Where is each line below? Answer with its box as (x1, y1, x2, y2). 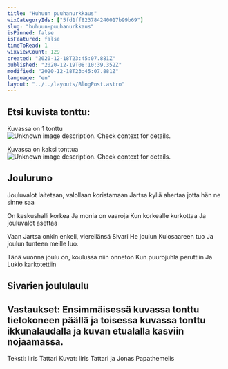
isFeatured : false (7, 36, 60, 43)
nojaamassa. (7, 336, 64, 348)
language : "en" (7, 74, 51, 81)
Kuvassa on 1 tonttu (7, 125, 64, 133)
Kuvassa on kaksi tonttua (7, 146, 79, 154)
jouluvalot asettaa (7, 219, 58, 227)
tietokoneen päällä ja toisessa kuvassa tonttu (7, 315, 206, 326)
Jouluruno (7, 172, 53, 184)
